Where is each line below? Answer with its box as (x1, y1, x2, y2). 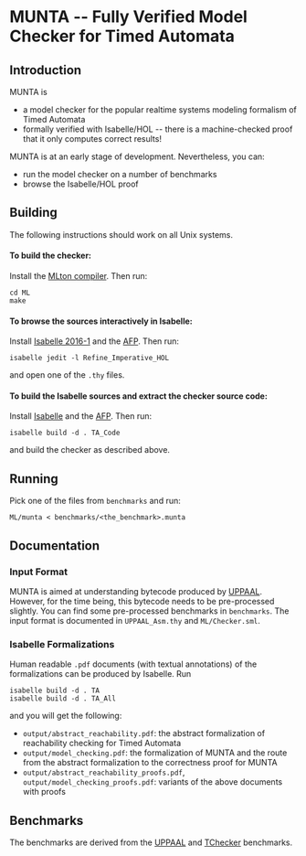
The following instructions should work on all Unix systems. (9, 229, 234, 240)
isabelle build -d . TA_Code (9, 428, 121, 438)
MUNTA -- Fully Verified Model (9, 6, 248, 27)
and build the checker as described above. (9, 444, 171, 455)
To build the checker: (9, 250, 92, 262)
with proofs (22, 786, 67, 797)
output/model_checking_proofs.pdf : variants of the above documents (22, 776, 283, 787)
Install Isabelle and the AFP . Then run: (9, 411, 153, 422)
